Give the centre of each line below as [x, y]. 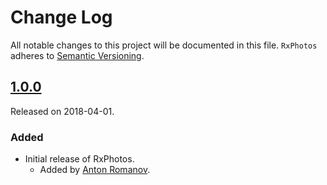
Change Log [61, 17]
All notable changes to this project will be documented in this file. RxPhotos [164, 45]
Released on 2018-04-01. [62, 111]
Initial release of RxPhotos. [79, 159]
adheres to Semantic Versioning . [77, 55]
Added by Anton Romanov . [95, 170]
